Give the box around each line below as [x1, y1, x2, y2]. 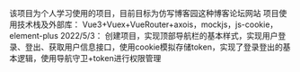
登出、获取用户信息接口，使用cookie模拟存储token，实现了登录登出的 [24, 41, 283, 52]
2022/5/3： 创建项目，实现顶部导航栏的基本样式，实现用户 [59, 31, 278, 40]
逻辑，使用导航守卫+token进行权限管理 [16, 53, 162, 63]
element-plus [9, 31, 58, 40]
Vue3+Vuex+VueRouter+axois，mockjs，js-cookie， [82, 19, 278, 30]
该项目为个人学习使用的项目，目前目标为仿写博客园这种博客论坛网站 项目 [9, 8, 279, 18]
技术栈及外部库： [16, 19, 81, 30]
